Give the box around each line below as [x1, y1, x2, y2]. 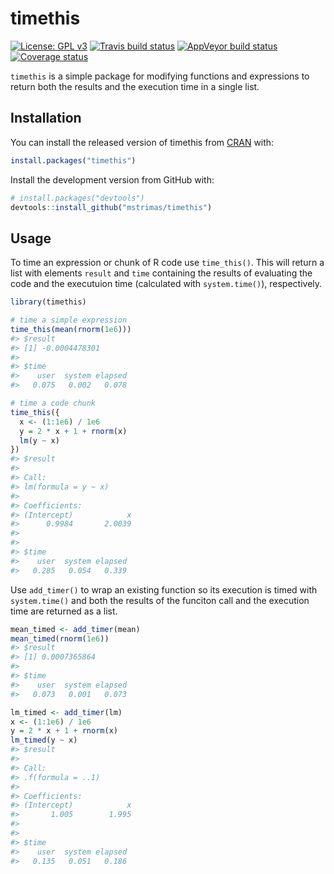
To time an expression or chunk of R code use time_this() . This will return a [10, 257, 325, 269]
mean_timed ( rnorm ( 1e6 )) [10, 633, 110, 644]
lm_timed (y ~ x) [10, 735, 78, 746]
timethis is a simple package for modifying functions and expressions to [10, 70, 310, 82]
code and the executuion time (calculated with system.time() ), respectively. [10, 278, 323, 290]
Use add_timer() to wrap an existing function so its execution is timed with [10, 583, 318, 596]
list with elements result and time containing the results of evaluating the [10, 267, 313, 279]
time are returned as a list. [10, 605, 118, 617]
